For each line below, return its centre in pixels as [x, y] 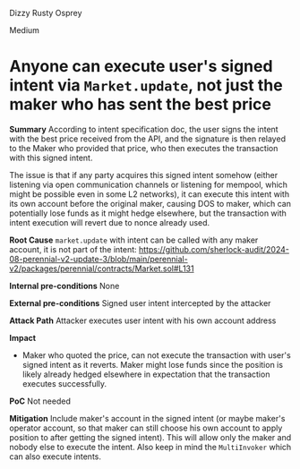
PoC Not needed [40, 401]
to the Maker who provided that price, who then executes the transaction [144, 148]
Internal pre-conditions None [64, 286]
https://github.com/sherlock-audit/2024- [214, 249]
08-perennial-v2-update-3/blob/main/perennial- [99, 259]
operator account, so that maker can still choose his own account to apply [146, 428]
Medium [25, 30]
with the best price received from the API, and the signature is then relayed [148, 139]
